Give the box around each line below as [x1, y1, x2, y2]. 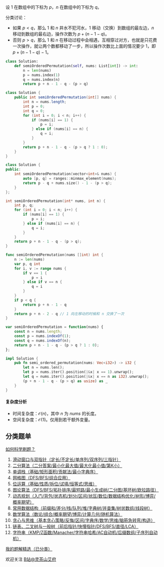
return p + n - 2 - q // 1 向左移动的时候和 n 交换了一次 [14, 311, 124, 316]
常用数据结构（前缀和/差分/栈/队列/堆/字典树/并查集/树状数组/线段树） [12, 505, 153, 511]
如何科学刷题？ [5, 446, 35, 452]
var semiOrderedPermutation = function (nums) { [5, 325, 104, 329]
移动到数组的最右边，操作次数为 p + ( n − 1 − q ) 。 [12, 31, 110, 37]
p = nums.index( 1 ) [23, 73, 60, 77]
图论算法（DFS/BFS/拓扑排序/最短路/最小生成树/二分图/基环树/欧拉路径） [12, 487, 159, 493]
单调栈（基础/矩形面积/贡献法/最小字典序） [12, 469, 98, 475]
